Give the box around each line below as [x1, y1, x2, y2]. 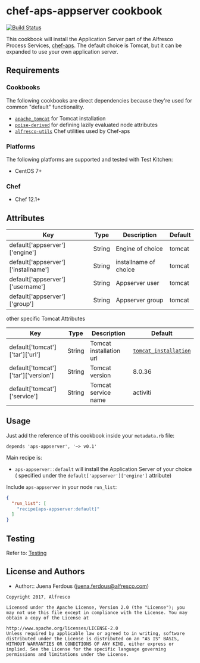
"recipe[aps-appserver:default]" [17, 506, 100, 512]
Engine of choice [115, 244, 163, 253]
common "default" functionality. [6, 103, 85, 110]
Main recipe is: [6, 454, 43, 461]
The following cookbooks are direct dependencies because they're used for [6, 97, 192, 104]
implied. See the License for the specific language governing [6, 646, 167, 652]
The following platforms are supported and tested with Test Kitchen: [6, 156, 173, 163]
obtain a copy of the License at [6, 615, 89, 621]
